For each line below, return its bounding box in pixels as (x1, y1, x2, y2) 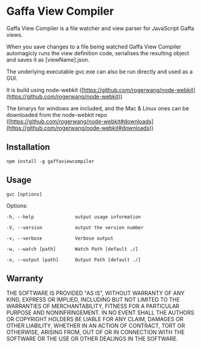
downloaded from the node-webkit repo (6, 111, 107, 118)
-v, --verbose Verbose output (6, 235, 114, 242)
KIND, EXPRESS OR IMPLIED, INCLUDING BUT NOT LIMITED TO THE (6, 296, 180, 303)
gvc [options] (6, 191, 43, 197)
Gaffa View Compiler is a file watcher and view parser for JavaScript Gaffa (6, 25, 194, 32)
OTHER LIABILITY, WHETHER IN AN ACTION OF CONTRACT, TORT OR (6, 322, 185, 329)
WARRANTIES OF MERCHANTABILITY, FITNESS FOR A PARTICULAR (6, 302, 180, 310)
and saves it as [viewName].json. (6, 56, 90, 63)
